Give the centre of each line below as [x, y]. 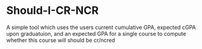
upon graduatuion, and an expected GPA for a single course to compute [96, 33]
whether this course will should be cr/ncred [61, 40]
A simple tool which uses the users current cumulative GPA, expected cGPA [101, 27]
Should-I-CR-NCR [53, 11]
